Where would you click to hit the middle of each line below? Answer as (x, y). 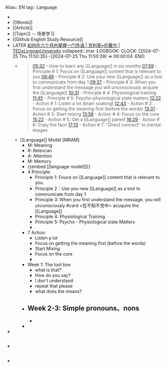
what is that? (48, 270)
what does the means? (58, 291)
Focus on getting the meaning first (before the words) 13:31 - (95, 109)
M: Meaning (40, 145)
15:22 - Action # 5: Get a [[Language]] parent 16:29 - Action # (96, 119)
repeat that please (54, 286)
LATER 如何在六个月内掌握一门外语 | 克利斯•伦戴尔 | (66, 45)
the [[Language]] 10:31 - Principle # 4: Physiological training (94, 93)
